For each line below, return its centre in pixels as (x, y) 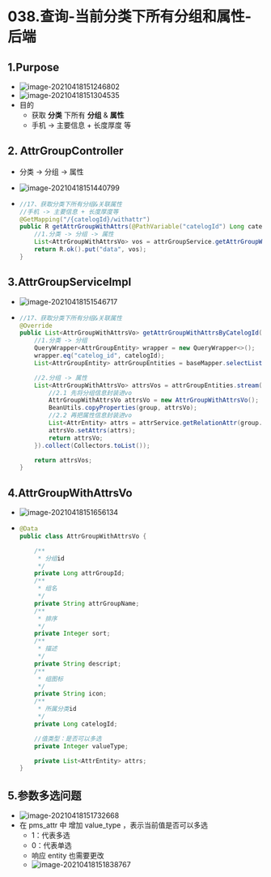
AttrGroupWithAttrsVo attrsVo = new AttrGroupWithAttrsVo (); (154, 400)
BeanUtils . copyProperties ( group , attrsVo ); (123, 408)
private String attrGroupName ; (87, 603)
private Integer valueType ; (81, 746)
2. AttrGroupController (66, 151)
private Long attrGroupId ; (80, 573)
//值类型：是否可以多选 (68, 739)
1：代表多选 (51, 836)
